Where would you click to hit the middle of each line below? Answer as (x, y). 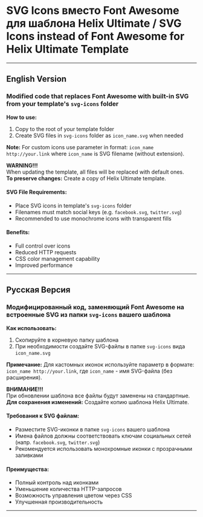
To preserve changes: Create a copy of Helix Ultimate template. (86, 178)
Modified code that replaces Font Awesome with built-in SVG (98, 96)
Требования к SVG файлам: (43, 416)
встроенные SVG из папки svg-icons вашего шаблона (89, 315)
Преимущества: (28, 469)
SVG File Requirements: (37, 192)
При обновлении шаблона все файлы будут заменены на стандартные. (98, 396)
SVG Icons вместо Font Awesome (93, 11)
